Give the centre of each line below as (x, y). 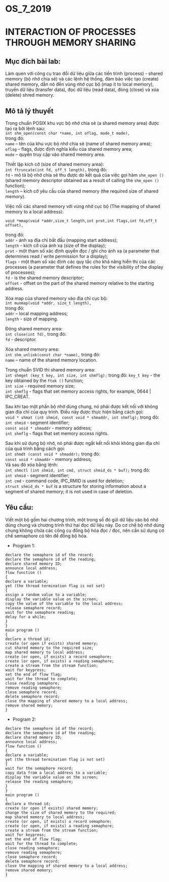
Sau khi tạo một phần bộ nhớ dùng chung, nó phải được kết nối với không (82, 406)
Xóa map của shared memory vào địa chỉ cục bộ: (56, 298)
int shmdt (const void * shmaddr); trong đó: (53, 454)
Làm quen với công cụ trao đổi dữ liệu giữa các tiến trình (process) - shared (84, 73)
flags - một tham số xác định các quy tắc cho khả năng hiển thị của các (80, 262)
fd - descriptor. (21, 339)
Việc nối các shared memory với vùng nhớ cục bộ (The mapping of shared (83, 206)
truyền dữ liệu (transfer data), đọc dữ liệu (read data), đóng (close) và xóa (82, 90)
